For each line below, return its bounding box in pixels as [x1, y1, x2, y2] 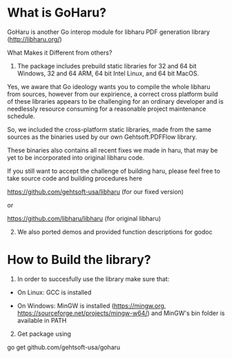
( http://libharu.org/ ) [7, 35, 62, 43]
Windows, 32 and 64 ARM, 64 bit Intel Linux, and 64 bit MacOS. [17, 69, 200, 77]
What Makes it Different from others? [7, 48, 113, 57]
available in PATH [17, 316, 67, 324]
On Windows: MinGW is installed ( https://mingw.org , [17, 301, 166, 310]
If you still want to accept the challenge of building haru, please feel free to [7, 167, 221, 175]
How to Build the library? [7, 252, 151, 267]
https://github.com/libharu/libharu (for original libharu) [7, 214, 161, 223]
